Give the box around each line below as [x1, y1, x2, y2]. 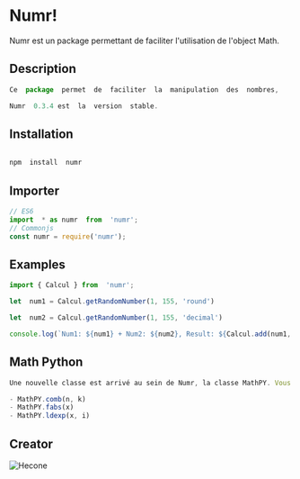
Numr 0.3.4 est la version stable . [9, 101, 159, 111]
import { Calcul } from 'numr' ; [9, 281, 135, 290]
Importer [9, 183, 60, 198]
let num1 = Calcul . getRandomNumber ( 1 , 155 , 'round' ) [9, 297, 216, 306]
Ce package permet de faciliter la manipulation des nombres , [9, 85, 279, 95]
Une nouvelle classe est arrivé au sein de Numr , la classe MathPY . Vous [9, 378, 292, 387]
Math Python [9, 355, 84, 370]
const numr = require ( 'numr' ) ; [9, 231, 127, 241]
